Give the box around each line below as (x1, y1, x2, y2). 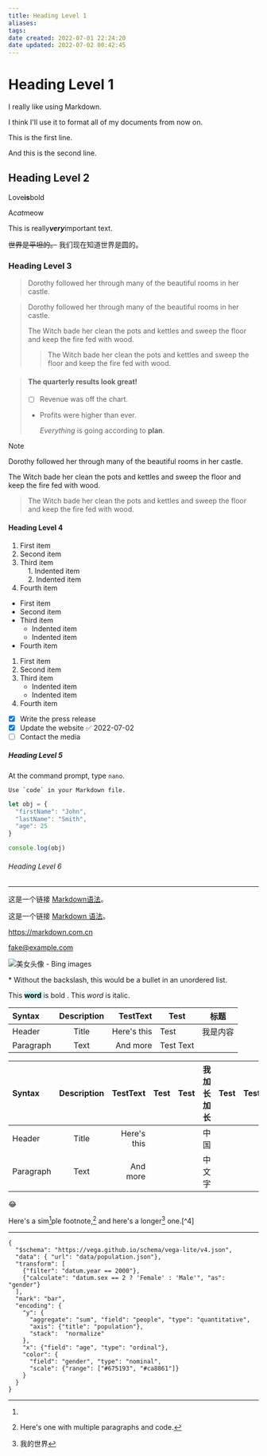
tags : (8, 26, 26, 34)
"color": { (22, 1350, 59, 1359)
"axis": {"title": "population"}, (29, 1322, 145, 1331)
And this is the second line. (8, 148, 97, 158)
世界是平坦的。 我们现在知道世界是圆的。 (8, 240, 143, 249)
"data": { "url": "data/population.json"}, (15, 1253, 161, 1261)
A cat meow (8, 208, 44, 218)
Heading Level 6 (8, 861, 62, 871)
